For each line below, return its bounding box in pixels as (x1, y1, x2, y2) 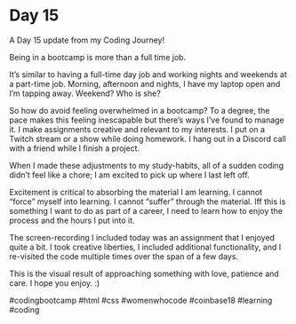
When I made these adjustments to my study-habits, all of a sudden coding (9, 160, 284, 170)
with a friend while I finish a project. (9, 143, 140, 154)
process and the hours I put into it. (9, 215, 135, 225)
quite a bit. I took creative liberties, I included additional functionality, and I (9, 241, 282, 252)
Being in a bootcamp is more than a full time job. (9, 51, 187, 62)
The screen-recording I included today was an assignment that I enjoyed (9, 232, 276, 242)
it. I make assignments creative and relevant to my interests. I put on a (9, 123, 265, 134)
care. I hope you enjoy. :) (9, 277, 100, 288)
